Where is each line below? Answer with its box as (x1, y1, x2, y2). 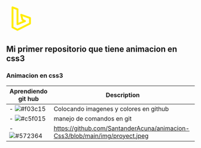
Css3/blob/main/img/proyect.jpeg (53, 131, 149, 140)
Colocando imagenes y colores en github (53, 104, 169, 113)
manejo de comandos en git (53, 114, 132, 123)
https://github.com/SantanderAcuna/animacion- (53, 124, 190, 132)
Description (105, 90, 140, 99)
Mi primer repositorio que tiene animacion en (6, 44, 178, 55)
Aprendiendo (9, 87, 48, 95)
